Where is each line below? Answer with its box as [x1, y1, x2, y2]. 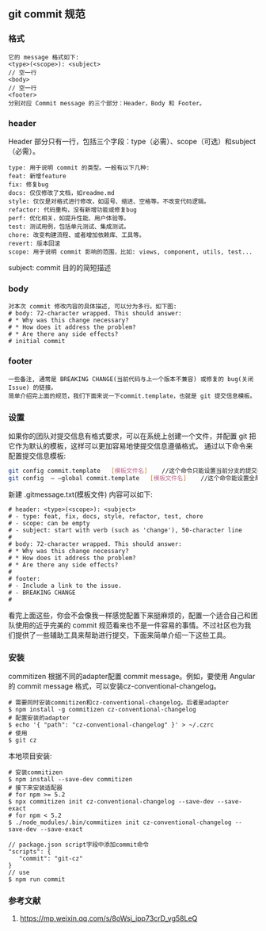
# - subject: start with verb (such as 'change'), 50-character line [8, 526, 243, 534]
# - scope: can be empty [8, 519, 90, 527]
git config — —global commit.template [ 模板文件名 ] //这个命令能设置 [8, 474, 249, 482]
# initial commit [8, 338, 66, 345]
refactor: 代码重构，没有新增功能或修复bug [8, 205, 137, 214]
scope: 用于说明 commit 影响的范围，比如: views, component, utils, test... [8, 248, 253, 256]
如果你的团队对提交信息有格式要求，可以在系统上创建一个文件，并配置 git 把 [8, 431, 256, 441]
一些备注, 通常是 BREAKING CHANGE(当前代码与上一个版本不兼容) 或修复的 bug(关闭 [8, 375, 254, 383]
